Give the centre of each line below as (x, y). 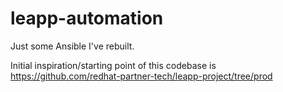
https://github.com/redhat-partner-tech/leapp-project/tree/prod (141, 76)
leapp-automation (87, 18)
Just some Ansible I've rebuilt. (72, 46)
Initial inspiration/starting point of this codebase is (113, 65)
